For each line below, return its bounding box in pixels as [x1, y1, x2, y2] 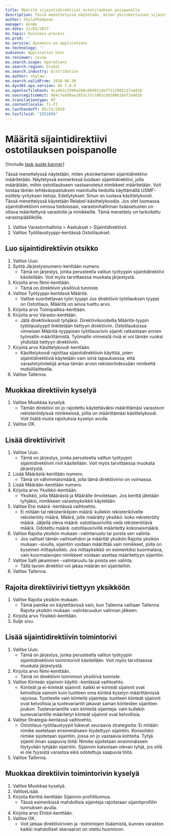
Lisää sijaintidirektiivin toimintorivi [5, 633, 117, 642]
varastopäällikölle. [5, 214, 43, 220]
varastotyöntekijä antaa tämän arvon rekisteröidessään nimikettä [20, 360, 156, 366]
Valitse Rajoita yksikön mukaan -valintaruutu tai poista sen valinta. [12, 530, 151, 537]
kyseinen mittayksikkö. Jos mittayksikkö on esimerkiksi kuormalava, [20, 546, 163, 553]
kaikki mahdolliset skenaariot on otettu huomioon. [20, 826, 125, 832]
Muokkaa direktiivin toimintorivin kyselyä [5, 769, 140, 778]
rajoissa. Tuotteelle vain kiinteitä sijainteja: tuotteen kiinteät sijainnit [20, 695, 161, 701]
